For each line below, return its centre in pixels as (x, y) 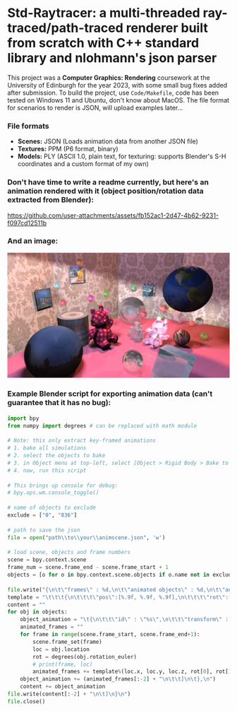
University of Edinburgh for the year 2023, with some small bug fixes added (117, 85)
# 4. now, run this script (47, 470)
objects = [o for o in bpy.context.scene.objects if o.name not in (109, 575)
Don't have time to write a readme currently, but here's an (108, 182)
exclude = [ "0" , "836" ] (42, 515)
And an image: (33, 241)
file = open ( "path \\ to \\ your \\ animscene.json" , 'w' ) (86, 537)
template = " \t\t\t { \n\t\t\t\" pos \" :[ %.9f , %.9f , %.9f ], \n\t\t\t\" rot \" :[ (120, 597)
